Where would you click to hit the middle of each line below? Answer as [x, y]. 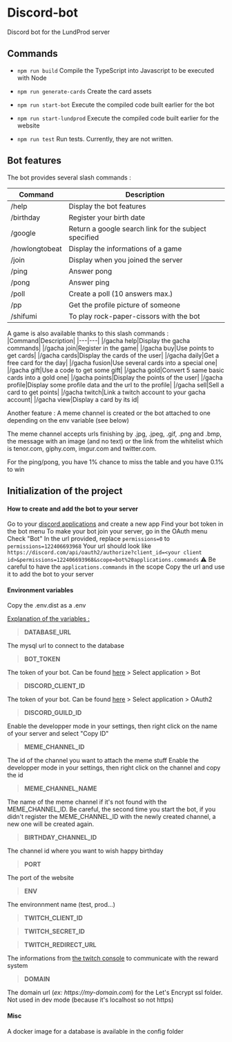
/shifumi [24, 316]
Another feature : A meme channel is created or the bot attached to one [109, 413]
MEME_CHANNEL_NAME [60, 788]
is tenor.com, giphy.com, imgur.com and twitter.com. [82, 448]
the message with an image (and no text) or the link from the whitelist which [115, 441]
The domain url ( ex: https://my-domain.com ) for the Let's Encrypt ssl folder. [115, 993]
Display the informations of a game [125, 249]
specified [84, 237]
